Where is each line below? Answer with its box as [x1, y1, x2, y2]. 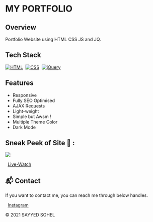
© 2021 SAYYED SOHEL [5, 212, 55, 218]
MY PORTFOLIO [5, 3, 73, 15]
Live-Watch [7, 161, 32, 167]
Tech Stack [5, 51, 41, 59]
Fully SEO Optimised [12, 97, 55, 103]
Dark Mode [12, 124, 36, 130]
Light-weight [12, 108, 39, 114]
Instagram [7, 202, 29, 208]
